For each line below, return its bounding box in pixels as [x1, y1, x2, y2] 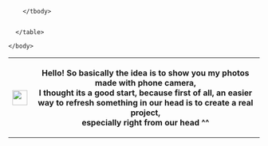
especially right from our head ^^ [81, 117, 210, 128]
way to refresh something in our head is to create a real [37, 98, 254, 108]
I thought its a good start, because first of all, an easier [38, 87, 253, 98]
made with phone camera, [94, 78, 197, 88]
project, [130, 107, 161, 118]
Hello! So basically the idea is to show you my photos [41, 67, 250, 79]
